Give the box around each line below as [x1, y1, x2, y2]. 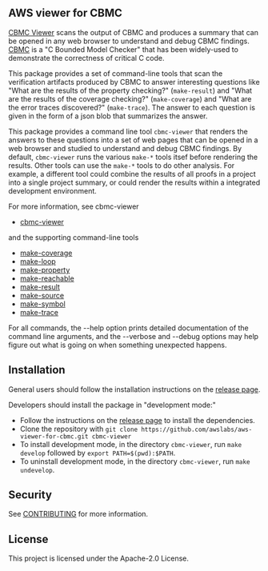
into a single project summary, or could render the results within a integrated [8, 178, 261, 187]
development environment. [8, 186, 98, 195]
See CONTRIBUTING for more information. [8, 509, 149, 519]
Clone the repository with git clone [19, 424, 138, 433]
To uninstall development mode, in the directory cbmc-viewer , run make [19, 456, 250, 466]
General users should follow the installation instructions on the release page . [8, 384, 261, 394]
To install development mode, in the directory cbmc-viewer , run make [19, 439, 242, 449]
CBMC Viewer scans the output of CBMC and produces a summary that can [8, 27, 258, 37]
